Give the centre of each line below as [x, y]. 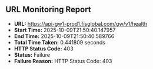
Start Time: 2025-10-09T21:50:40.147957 [65, 30]
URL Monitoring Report [49, 10]
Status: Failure [32, 54]
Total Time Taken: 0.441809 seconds [59, 42]
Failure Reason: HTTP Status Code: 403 [63, 61]
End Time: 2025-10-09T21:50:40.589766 [64, 36]
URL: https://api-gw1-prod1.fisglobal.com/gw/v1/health [81, 23]
